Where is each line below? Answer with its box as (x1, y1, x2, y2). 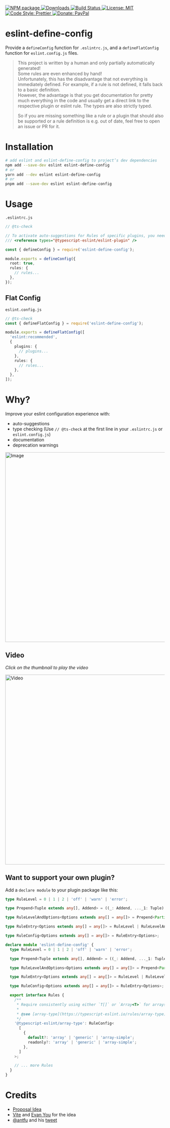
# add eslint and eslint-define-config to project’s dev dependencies (5, 157, 157, 163)
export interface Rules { (10, 993, 65, 998)
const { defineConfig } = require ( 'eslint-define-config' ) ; (5, 247, 135, 252)
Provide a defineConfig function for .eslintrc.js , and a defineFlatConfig (5, 45, 159, 51)
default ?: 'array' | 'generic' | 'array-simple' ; (27, 1035, 135, 1040)
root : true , (10, 261, 35, 266)
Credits (5, 1090, 37, 1101)
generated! (17, 65, 41, 71)
